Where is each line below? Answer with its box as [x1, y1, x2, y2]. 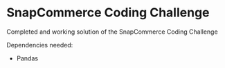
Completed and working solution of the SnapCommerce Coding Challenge [6, 27, 219, 36]
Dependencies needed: [6, 41, 73, 49]
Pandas [16, 54, 39, 63]
